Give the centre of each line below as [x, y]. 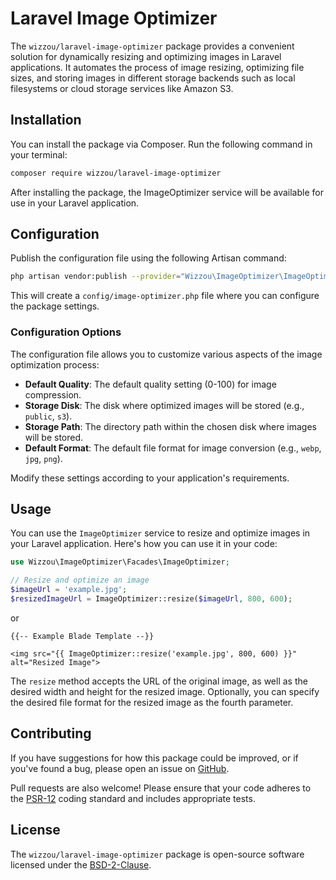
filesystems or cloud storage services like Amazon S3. [122, 88]
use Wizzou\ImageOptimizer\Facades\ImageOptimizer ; [120, 562]
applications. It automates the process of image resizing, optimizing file [157, 67]
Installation [46, 120]
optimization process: [55, 364]
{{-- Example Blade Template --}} [82, 636]
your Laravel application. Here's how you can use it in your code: [144, 544]
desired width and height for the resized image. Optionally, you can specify [165, 691]
